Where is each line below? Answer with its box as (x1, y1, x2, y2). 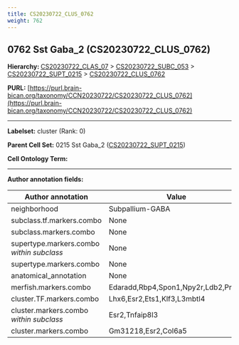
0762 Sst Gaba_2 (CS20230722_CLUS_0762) (7, 43, 211, 56)
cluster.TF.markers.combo (11, 294, 100, 304)
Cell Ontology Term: (7, 155, 68, 163)
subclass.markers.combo (11, 227, 95, 237)
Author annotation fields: (7, 175, 84, 184)
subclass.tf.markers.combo (11, 215, 102, 225)
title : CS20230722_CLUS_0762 (7, 10, 94, 18)
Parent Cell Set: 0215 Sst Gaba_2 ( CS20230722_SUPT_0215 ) (7, 140, 186, 150)
